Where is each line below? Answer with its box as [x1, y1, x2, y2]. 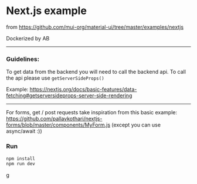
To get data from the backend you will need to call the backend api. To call [6, 69, 186, 76]
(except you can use [111, 121, 161, 128]
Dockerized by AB [6, 35, 50, 42]
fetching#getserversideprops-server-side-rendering [6, 92, 133, 99]
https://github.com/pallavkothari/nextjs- [6, 115, 103, 122]
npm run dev [6, 161, 35, 167]
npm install [6, 155, 35, 162]
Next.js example [6, 4, 87, 18]
